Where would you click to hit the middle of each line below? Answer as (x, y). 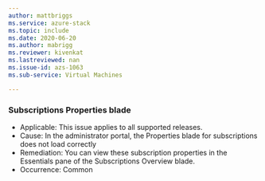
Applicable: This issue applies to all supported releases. (111, 127)
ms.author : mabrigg (41, 45)
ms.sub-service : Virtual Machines (66, 75)
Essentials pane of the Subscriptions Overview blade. (107, 161)
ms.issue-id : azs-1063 (46, 68)
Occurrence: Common (56, 169)
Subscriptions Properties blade (70, 110)
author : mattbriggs (41, 16)
